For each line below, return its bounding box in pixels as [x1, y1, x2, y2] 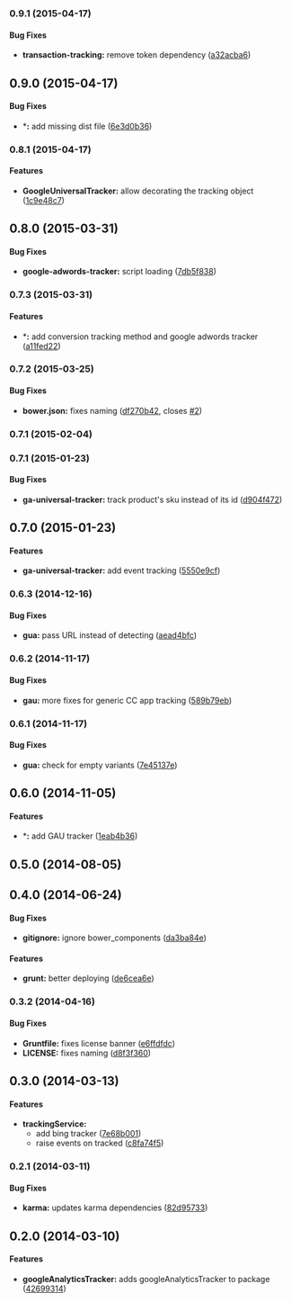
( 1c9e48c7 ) [22, 194, 66, 205]
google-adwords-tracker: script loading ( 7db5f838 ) [22, 266, 217, 277]
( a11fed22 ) [22, 340, 61, 351]
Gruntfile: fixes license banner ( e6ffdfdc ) [22, 1037, 175, 1048]
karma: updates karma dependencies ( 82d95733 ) [22, 1202, 208, 1213]
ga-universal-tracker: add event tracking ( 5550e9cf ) [22, 565, 221, 576]
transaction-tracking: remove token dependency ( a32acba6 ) [22, 49, 251, 60]
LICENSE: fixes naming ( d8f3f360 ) [22, 1047, 151, 1058]
